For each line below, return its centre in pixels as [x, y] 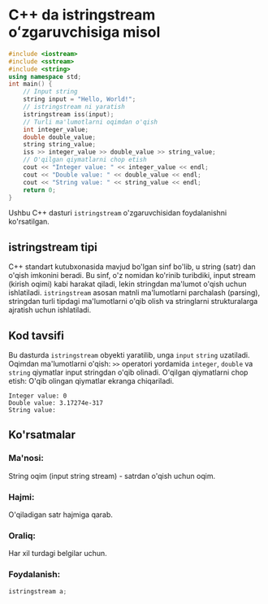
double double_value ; [59, 137]
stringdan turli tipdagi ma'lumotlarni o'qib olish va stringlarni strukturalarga [133, 302]
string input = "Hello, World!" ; [80, 99]
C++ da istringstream [82, 15]
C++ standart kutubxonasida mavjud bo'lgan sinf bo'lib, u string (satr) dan [132, 267]
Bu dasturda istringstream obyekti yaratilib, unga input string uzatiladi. [129, 355]
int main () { [30, 84]
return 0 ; [40, 190]
